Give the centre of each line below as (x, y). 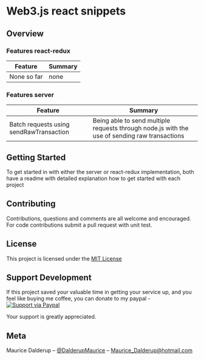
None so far (26, 76)
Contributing (31, 204)
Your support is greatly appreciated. (51, 317)
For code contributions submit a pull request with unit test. (79, 225)
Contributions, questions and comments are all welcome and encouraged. (99, 218)
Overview (25, 34)
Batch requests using (39, 124)
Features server (30, 95)
